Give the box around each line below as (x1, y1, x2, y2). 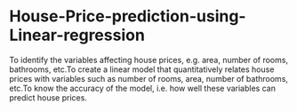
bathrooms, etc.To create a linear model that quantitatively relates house (9, 64, 275, 75)
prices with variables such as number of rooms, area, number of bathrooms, (9, 73, 289, 84)
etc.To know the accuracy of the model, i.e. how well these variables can (9, 83, 276, 93)
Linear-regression (9, 25, 145, 45)
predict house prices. (9, 92, 87, 103)
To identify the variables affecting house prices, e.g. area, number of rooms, (9, 54, 289, 65)
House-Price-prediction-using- (9, 6, 246, 27)
